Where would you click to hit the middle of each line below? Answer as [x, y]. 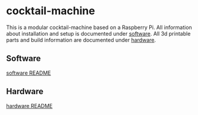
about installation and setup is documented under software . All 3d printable [98, 33]
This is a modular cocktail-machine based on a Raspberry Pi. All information [99, 27]
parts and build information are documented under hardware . [81, 40]
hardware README [29, 106]
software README [29, 73]
